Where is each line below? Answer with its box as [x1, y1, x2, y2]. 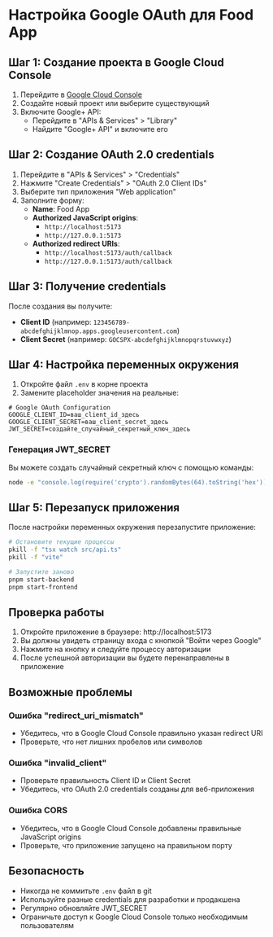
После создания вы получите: [8, 301, 113, 311]
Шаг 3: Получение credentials [8, 279, 167, 294]
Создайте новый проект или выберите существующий [19, 99, 210, 107]
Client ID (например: [19, 317, 92, 326]
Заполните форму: [19, 195, 84, 205]
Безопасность [8, 865, 84, 878]
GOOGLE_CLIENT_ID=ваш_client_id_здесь [8, 411, 140, 419]
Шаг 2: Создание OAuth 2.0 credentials [8, 148, 214, 162]
